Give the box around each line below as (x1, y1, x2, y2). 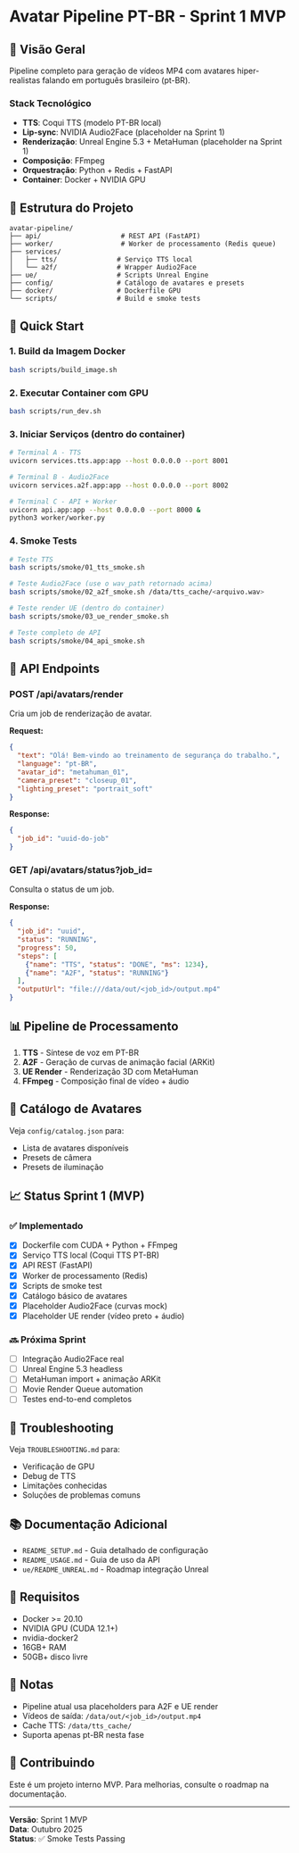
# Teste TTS (9, 555, 53, 564)
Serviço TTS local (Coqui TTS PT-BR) (21, 1250, 160, 1260)
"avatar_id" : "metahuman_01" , (17, 768, 129, 777)
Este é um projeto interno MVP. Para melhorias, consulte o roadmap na (9, 1779, 270, 1790)
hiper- (237, 65, 260, 76)
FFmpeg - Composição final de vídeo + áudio (21, 1076, 190, 1086)
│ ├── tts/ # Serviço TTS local (9, 255, 193, 264)
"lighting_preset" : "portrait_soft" (17, 784, 153, 794)
